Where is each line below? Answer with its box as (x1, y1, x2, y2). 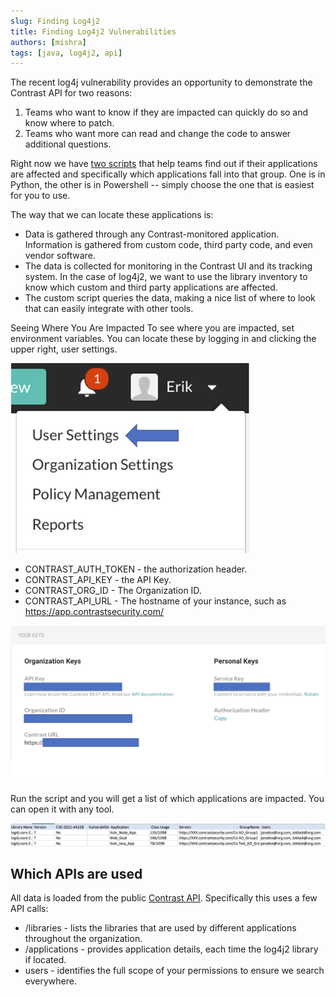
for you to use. (10, 190, 71, 202)
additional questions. (24, 138, 112, 150)
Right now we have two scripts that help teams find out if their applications (10, 158, 318, 170)
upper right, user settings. (10, 343, 118, 355)
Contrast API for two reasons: (10, 87, 133, 99)
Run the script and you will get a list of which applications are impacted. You (10, 792, 325, 804)
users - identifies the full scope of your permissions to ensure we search (24, 965, 325, 977)
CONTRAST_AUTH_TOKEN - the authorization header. (24, 563, 248, 575)
